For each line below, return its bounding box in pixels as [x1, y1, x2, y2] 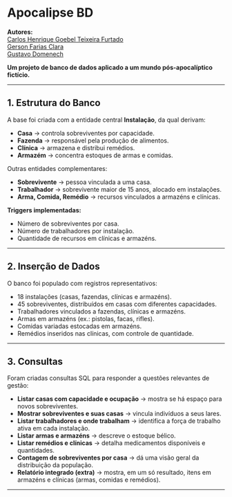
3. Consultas [7, 355, 64, 368]
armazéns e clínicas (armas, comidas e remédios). [17, 476, 161, 484]
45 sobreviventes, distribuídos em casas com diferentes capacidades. [17, 300, 217, 308]
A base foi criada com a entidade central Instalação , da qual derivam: [7, 116, 206, 124]
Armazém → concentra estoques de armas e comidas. [17, 151, 173, 159]
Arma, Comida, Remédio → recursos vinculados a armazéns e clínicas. [17, 192, 221, 201]
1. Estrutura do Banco [7, 97, 101, 109]
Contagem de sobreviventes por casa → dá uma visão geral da [17, 453, 200, 462]
